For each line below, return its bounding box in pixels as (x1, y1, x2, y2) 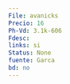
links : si (8, 42, 41, 50)
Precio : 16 (8, 19, 45, 27)
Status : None (8, 49, 52, 57)
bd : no (8, 64, 30, 72)
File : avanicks (8, 11, 59, 20)
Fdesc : (8, 34, 30, 42)
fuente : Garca (8, 57, 56, 65)
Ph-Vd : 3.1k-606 (8, 26, 62, 34)
